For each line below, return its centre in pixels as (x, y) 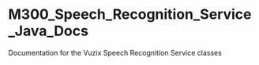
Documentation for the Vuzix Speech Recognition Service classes (115, 52)
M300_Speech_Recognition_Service (130, 14)
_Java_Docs (49, 31)
